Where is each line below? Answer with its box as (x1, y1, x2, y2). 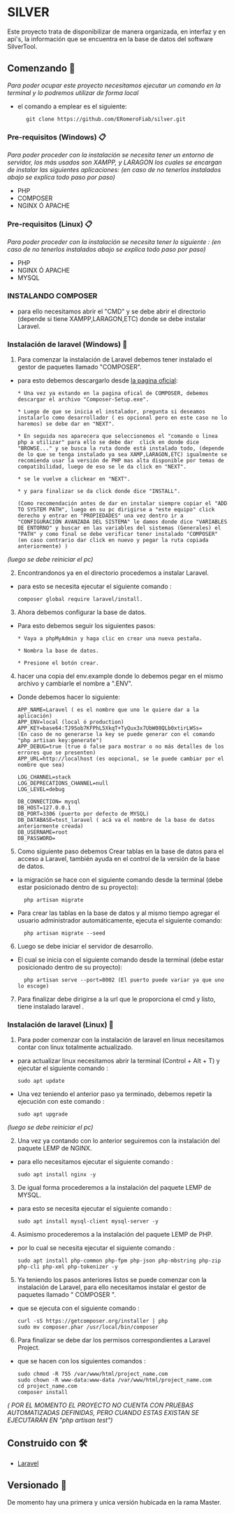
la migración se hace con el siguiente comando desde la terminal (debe (17, 875, 224, 883)
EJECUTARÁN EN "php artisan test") (7, 1416, 113, 1424)
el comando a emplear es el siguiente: (17, 102, 127, 111)
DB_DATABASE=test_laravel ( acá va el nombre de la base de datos (17, 816, 215, 823)
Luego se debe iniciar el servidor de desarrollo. (17, 942, 154, 950)
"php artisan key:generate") (17, 737, 103, 744)
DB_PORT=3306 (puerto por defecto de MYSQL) (17, 810, 149, 817)
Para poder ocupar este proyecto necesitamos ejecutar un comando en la (7, 81, 221, 90)
